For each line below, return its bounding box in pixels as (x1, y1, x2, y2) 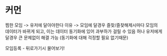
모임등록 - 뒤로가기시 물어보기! (5, 45, 65, 51)
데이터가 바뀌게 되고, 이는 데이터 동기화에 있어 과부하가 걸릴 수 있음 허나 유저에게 (5, 28, 162, 34)
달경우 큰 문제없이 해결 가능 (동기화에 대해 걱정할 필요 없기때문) (5, 34, 128, 40)
